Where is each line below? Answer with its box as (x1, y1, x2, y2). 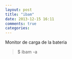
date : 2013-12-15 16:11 (5, 16, 55, 21)
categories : (5, 26, 30, 31)
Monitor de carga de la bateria (5, 39, 67, 45)
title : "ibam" (5, 12, 35, 17)
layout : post (5, 7, 32, 12)
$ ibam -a (17, 49, 38, 55)
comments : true (5, 21, 37, 26)
